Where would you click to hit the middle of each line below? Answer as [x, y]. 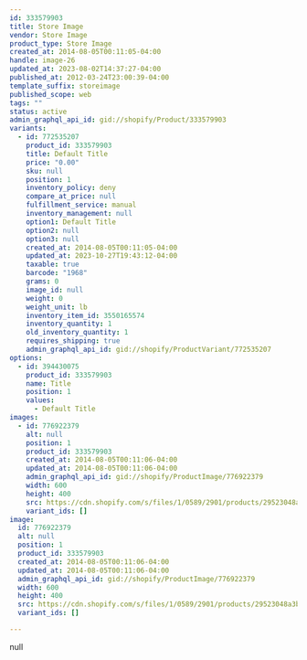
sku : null [45, 171]
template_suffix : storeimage [65, 86]
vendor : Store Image [49, 35]
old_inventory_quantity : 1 [77, 333]
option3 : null [53, 239]
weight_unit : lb [57, 307]
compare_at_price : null [71, 197]
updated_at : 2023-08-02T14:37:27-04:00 [85, 69]
